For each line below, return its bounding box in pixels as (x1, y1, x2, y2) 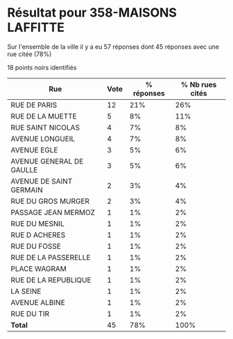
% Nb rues (180, 80, 217, 89)
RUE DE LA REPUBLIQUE (10, 275, 92, 285)
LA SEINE (10, 286, 42, 296)
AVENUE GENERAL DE (10, 156, 84, 166)
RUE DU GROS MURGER (10, 196, 90, 206)
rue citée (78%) (7, 50, 52, 58)
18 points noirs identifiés (7, 63, 77, 71)
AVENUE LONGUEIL (10, 134, 76, 144)
